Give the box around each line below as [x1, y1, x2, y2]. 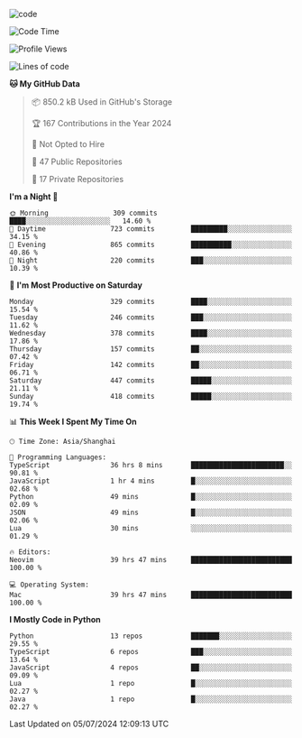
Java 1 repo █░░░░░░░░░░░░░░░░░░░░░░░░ [9, 695, 293, 704]
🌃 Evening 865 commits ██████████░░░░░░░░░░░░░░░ [9, 240, 293, 249]
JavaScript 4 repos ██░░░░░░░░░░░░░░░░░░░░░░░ [9, 663, 293, 672]
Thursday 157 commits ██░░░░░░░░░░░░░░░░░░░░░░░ [9, 345, 293, 354]
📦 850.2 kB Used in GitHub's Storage [31, 97, 173, 107]
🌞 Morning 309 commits [9, 208, 158, 217]
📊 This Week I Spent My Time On [9, 416, 137, 427]
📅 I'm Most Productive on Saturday [9, 280, 142, 291]
